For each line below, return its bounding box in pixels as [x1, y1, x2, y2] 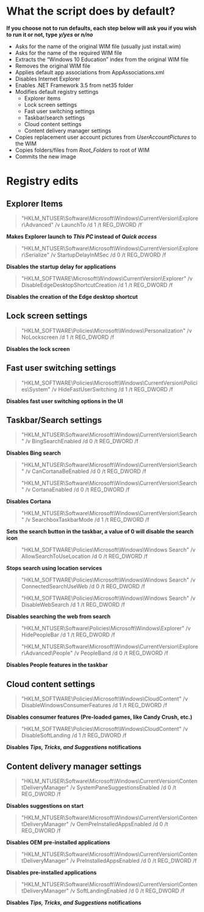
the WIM [15, 140, 37, 147]
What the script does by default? [6, 4, 175, 18]
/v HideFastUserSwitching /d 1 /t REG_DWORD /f [51, 385, 174, 393]
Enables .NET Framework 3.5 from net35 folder [15, 81, 134, 89]
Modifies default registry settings [15, 88, 99, 95]
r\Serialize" [21, 251, 50, 258]
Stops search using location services [6, 565, 102, 572]
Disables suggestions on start [6, 802, 84, 809]
